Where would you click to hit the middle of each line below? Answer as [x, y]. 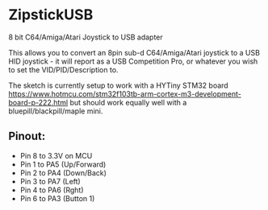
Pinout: [27, 136]
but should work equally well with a [128, 102]
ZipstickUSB [51, 15]
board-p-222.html [38, 102]
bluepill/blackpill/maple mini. [56, 111]
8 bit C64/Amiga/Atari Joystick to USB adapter [86, 37]
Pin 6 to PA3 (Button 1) [57, 198]
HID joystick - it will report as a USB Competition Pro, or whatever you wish [133, 61]
